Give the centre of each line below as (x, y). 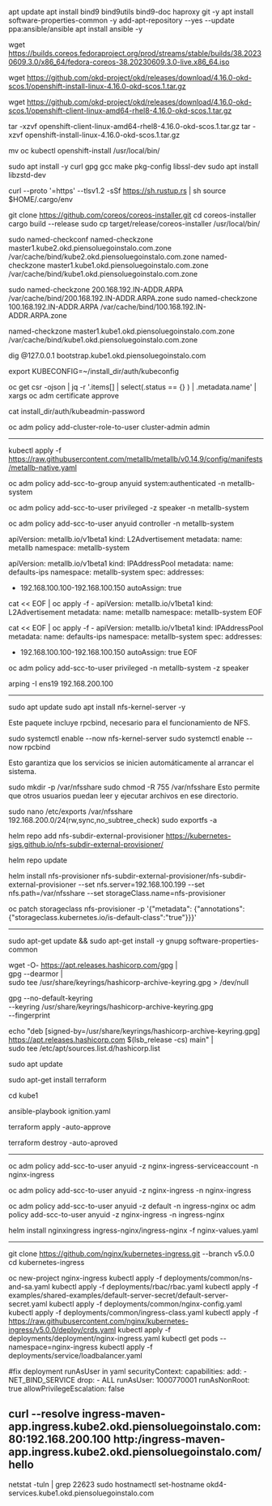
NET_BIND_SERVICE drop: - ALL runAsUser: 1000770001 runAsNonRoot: (129, 1380)
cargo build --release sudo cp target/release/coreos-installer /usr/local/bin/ (134, 224)
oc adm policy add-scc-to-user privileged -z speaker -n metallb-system (129, 508)
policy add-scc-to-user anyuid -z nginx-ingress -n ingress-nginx (117, 1215)
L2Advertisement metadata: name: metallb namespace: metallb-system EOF (136, 612)
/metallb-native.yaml (42, 467)
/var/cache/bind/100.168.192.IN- (153, 307)
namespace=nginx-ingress (53, 1347)
